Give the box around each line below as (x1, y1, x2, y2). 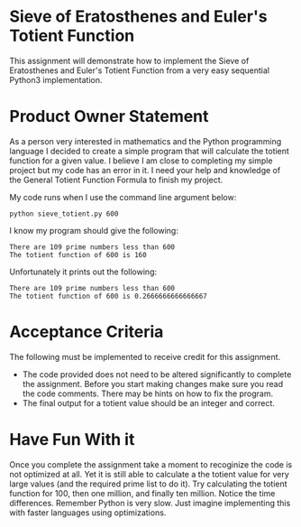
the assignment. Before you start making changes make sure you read (22, 378, 284, 389)
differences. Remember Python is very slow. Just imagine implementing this (9, 497, 291, 508)
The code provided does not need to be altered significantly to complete (22, 368, 292, 380)
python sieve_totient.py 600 (9, 209, 119, 218)
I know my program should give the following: (9, 225, 178, 236)
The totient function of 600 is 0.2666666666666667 (9, 291, 207, 300)
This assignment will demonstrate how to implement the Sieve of (9, 55, 250, 66)
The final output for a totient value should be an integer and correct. (22, 397, 275, 408)
